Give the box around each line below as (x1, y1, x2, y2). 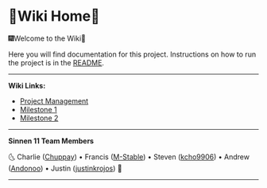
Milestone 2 (19, 113, 59, 123)
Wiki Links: (8, 80, 46, 90)
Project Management (19, 96, 89, 106)
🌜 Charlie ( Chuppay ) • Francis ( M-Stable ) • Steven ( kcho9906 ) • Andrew (8, 151, 250, 162)
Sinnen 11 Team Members (8, 135, 94, 146)
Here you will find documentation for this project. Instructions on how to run (8, 49, 257, 59)
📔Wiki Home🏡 (8, 7, 101, 25)
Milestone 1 (19, 104, 57, 114)
